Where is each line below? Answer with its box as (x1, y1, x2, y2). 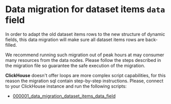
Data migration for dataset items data (5, 4, 165, 15)
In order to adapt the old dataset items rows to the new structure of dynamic (5, 31, 165, 37)
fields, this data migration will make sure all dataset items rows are (5, 37, 145, 43)
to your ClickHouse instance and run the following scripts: (5, 83, 127, 89)
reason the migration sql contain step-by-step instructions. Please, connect (5, 78, 164, 84)
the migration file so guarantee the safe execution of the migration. (5, 62, 146, 68)
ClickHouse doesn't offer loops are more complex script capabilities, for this (5, 72, 166, 78)
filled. (5, 42, 17, 48)
